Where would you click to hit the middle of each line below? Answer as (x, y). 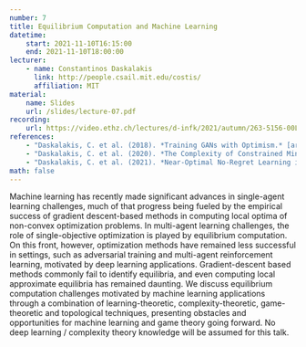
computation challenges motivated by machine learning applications (138, 294)
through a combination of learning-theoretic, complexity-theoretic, (134, 303)
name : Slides (51, 103)
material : (28, 94)
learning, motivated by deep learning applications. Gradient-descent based (150, 265)
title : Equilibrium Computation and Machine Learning (114, 26)
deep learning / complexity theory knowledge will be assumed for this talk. (149, 332)
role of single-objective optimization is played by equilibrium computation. (148, 236)
